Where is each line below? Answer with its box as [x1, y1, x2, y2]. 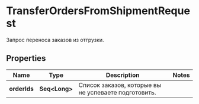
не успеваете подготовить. [78, 88, 156, 96]
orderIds [9, 84, 34, 93]
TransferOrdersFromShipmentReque [6, 4, 191, 18]
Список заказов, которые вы [78, 81, 162, 89]
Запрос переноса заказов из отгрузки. [6, 36, 105, 43]
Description [105, 71, 140, 79]
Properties [6, 53, 46, 63]
